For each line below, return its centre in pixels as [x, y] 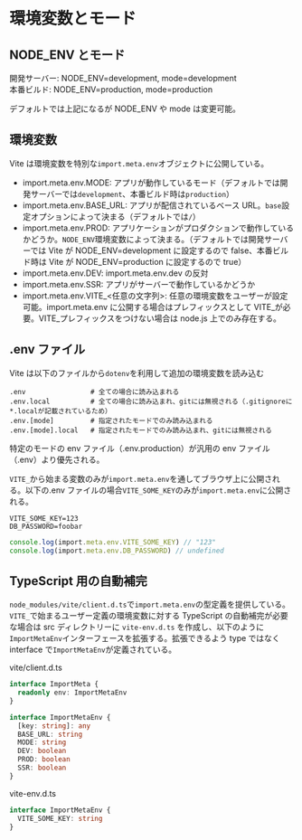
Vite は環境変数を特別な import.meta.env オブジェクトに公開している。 [139, 163]
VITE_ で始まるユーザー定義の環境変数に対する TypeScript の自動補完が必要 [149, 616]
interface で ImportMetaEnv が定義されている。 [93, 650]
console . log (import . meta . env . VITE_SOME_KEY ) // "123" [113, 542]
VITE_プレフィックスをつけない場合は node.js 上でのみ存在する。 [160, 318]
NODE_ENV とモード [67, 55]
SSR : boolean [42, 768]
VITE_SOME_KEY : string [60, 818]
